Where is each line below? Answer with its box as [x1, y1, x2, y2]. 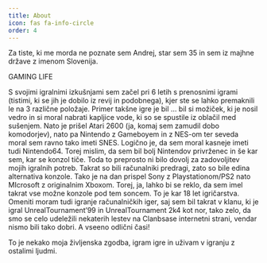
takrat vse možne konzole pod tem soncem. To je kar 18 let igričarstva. [8, 188, 240, 199]
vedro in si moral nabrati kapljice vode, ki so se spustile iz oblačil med [8, 113, 237, 122]
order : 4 [8, 26, 37, 34]
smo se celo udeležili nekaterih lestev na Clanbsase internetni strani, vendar [8, 214, 257, 223]
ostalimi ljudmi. [8, 246, 57, 256]
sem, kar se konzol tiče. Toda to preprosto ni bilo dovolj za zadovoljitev [8, 155, 240, 164]
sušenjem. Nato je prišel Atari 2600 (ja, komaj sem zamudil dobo [8, 121, 220, 131]
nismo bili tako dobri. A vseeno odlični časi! [8, 222, 150, 232]
